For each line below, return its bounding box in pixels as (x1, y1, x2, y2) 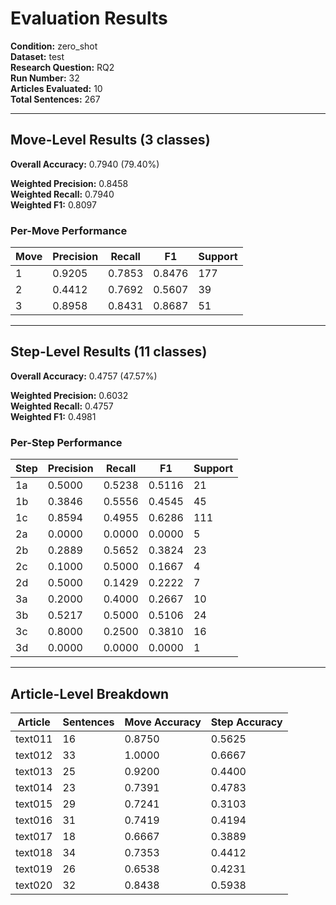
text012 (15, 748, 53, 762)
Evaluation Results (10, 7, 168, 30)
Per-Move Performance (10, 223, 128, 237)
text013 (15, 764, 53, 778)
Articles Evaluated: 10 (10, 82, 103, 94)
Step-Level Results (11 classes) (10, 343, 208, 361)
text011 (15, 732, 53, 746)
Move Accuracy (124, 715, 202, 729)
